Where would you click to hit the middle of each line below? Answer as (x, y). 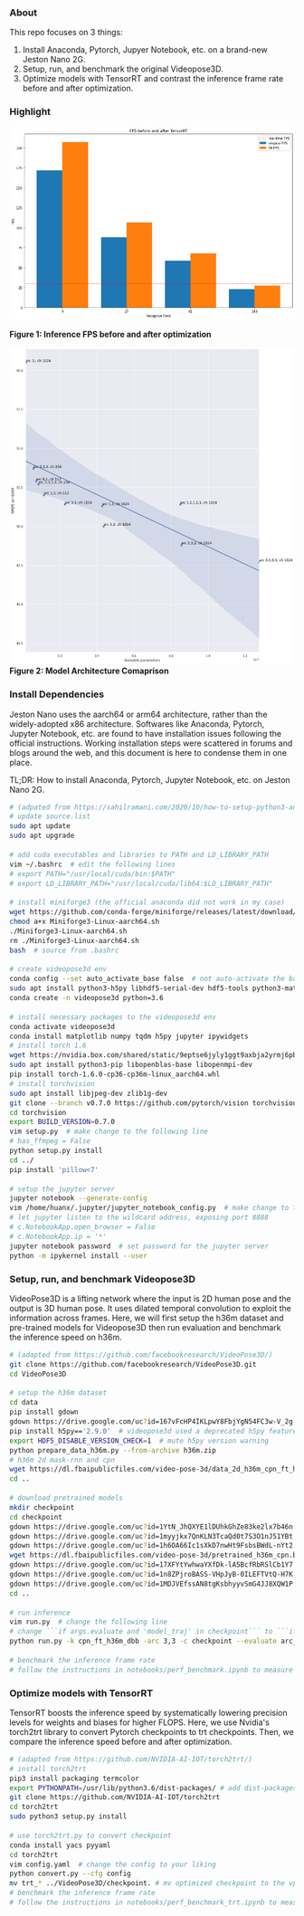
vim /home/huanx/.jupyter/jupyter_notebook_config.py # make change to (149, 1208)
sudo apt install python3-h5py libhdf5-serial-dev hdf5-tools (129, 988)
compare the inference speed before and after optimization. (121, 1741)
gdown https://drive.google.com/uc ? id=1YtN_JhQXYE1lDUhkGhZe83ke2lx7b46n (152, 1527)
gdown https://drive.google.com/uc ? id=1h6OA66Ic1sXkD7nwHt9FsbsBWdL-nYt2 (152, 1546)
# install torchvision (52, 1083)
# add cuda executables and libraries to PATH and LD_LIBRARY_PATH (139, 854)
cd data (24, 1403)
